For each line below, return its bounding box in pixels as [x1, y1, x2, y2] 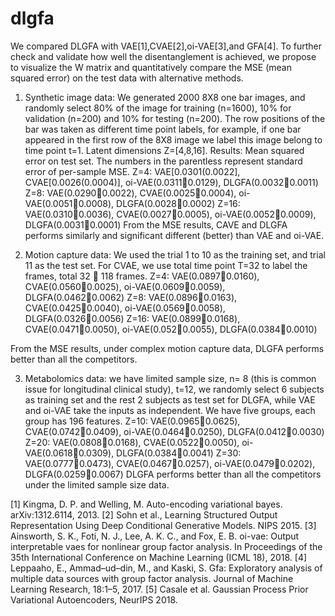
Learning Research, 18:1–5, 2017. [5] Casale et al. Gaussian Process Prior [10, 583, 309, 595]
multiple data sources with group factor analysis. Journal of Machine [10, 572, 294, 584]
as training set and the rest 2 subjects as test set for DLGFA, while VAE [24, 393, 316, 406]
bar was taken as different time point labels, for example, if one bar [24, 123, 302, 135]
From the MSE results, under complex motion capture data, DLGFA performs [10, 342, 325, 354]
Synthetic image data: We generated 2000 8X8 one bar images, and [24, 91, 306, 103]
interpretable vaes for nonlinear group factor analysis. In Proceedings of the [10, 540, 323, 552]
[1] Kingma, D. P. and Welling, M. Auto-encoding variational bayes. [10, 498, 283, 510]
